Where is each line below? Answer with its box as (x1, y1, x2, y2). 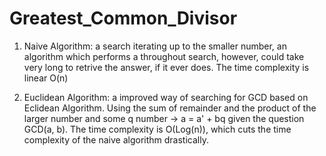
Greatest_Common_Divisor (9, 7, 238, 30)
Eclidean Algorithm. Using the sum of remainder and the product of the (23, 102, 317, 114)
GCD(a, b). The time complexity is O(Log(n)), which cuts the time (23, 123, 292, 135)
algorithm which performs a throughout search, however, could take (23, 50, 305, 62)
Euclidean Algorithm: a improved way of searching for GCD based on (23, 91, 309, 103)
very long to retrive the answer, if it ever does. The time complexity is (23, 61, 310, 73)
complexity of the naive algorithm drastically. (23, 133, 209, 146)
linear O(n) (23, 72, 69, 84)
